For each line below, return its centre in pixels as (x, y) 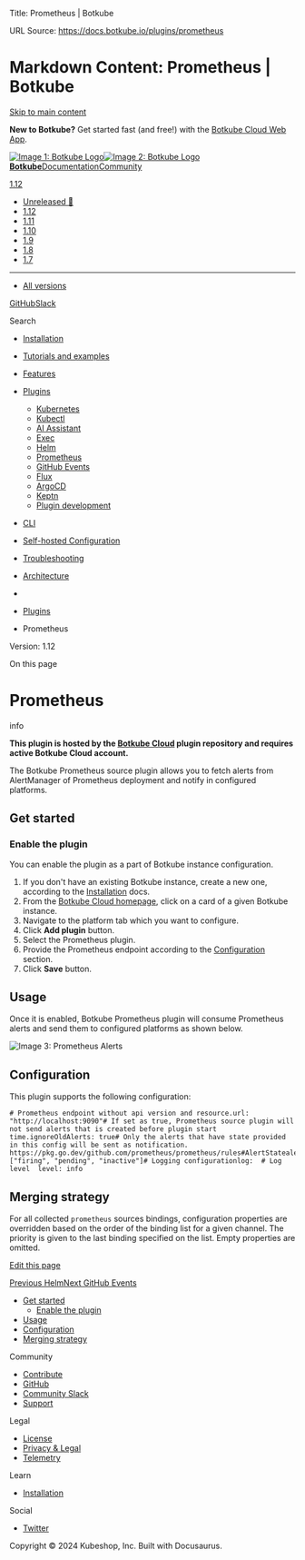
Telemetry (41, 1458)
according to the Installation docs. (86, 891)
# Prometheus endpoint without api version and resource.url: (129, 1113)
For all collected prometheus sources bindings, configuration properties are (148, 1218)
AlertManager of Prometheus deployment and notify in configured (133, 780)
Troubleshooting (53, 558)
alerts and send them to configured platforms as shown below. (126, 1028)
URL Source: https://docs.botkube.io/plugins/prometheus (117, 30)
